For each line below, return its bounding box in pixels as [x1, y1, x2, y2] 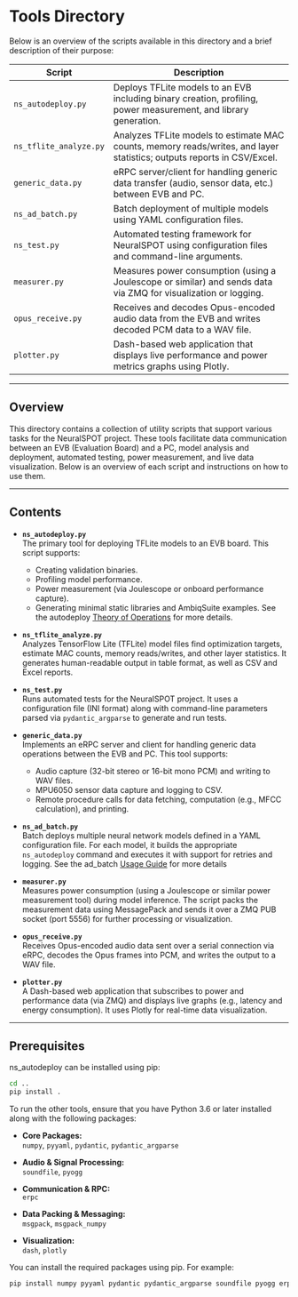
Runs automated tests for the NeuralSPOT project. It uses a [21, 693, 239, 704]
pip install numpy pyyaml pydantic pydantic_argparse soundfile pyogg [9, 1279, 276, 1288]
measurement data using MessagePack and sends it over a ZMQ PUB [21, 904, 277, 915]
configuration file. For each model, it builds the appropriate [21, 839, 238, 850]
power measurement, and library [113, 103, 249, 116]
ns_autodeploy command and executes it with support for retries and [21, 849, 273, 860]
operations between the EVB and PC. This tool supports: [21, 749, 229, 759]
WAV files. [35, 775, 74, 786]
